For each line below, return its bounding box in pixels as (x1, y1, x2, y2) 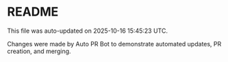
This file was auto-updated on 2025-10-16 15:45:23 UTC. (7, 27, 168, 35)
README (7, 4, 59, 20)
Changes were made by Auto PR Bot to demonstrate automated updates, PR (7, 40, 222, 48)
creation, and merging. (7, 47, 71, 55)
